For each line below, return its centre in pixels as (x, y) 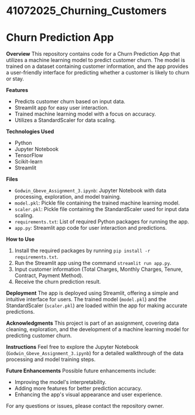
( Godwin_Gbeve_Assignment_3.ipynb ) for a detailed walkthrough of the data (95, 353)
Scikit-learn (28, 162)
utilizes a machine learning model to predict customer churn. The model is (96, 60)
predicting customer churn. (39, 336)
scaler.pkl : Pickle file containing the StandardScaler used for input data (102, 209)
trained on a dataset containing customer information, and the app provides (97, 66)
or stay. (15, 79)
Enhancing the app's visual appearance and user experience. (88, 394)
